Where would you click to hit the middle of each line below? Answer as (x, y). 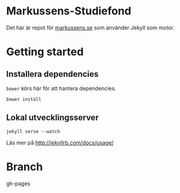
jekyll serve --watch (33, 131)
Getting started (45, 52)
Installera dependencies (52, 74)
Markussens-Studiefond (69, 11)
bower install (24, 99)
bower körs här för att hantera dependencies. (61, 88)
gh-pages (19, 183)
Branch (25, 167)
